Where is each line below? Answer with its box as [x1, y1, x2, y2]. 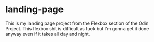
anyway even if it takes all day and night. [5, 31, 90, 37]
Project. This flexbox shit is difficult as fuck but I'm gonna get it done [5, 25, 149, 31]
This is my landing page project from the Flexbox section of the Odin [5, 20, 149, 26]
